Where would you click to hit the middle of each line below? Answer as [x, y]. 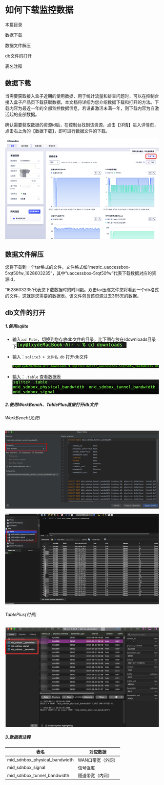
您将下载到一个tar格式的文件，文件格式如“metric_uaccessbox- [68, 267]
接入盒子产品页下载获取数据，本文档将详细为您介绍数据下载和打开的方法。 [80, 102]
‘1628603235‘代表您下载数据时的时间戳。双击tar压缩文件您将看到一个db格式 [82, 290]
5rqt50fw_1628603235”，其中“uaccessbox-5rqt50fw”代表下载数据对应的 [79, 273]
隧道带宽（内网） [95, 776]
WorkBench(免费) [23, 418]
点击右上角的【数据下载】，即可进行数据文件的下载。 [57, 131]
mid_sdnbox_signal [26, 767]
